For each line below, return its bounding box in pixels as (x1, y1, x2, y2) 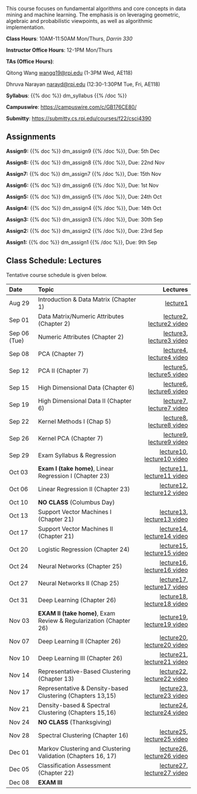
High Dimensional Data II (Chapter (38, 396, 132, 405)
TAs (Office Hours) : (6, 58, 55, 65)
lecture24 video (144, 708, 188, 716)
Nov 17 (9, 688, 30, 696)
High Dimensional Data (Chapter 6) (38, 383, 135, 392)
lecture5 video (148, 370, 188, 378)
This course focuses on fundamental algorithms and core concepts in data (6, 5, 186, 12)
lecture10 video (144, 455, 188, 463)
